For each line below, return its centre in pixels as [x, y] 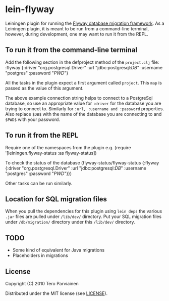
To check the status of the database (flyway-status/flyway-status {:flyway [82, 162]
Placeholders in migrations [40, 255]
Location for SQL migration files [56, 199]
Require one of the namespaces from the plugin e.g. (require [68, 147]
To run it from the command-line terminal [71, 50]
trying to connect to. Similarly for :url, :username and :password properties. [85, 109]
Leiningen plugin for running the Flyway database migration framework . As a [85, 23]
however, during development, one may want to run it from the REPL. [77, 34]
